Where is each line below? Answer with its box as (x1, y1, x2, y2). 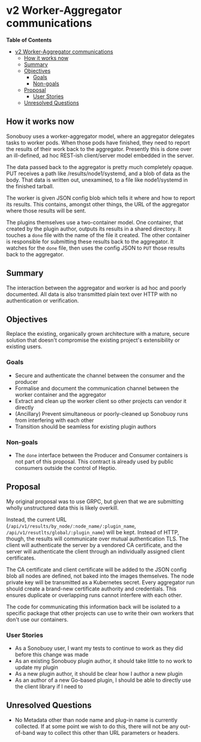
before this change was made (14, 651, 89, 658)
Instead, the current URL (6, 516, 67, 523)
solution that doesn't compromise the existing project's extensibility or (6, 336, 180, 344)
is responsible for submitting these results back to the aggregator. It (6, 238, 174, 245)
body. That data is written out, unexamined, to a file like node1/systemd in (6, 176, 188, 184)
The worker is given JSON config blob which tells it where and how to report (6, 194, 196, 202)
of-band (14, 729, 35, 736)
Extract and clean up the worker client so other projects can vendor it (14, 397, 187, 404)
